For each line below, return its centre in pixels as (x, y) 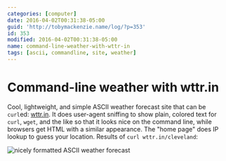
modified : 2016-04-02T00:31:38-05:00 (62, 40)
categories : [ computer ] (42, 14)
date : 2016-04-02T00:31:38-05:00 (56, 20)
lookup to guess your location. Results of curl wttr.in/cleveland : (103, 136)
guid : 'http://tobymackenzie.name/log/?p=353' (77, 27)
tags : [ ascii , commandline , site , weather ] (72, 53)
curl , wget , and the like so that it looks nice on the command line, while (109, 121)
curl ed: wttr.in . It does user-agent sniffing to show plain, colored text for (112, 114)
